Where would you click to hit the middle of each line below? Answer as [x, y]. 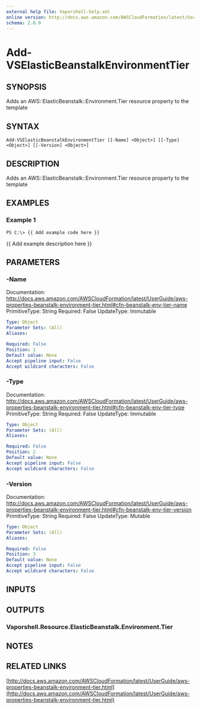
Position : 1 [21, 350]
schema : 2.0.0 [24, 23]
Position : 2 [21, 452]
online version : [26, 17]
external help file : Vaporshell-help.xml [58, 12]
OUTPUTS [25, 610]
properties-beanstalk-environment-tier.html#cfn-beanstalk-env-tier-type [95, 407]
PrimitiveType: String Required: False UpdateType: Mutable [78, 516]
